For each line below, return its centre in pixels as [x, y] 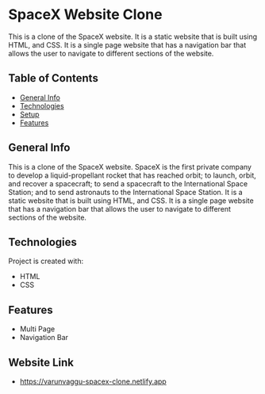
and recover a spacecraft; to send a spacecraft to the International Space [128, 183]
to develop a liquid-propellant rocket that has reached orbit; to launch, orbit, [132, 175]
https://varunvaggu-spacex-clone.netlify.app [93, 381]
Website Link [41, 362]
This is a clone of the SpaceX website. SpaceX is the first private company [130, 166]
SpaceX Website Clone [85, 15]
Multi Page [37, 329]
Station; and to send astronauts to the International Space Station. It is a [126, 192]
